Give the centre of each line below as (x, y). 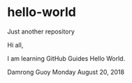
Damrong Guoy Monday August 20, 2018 (66, 72)
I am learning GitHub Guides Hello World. (66, 58)
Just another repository (41, 31)
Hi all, (15, 45)
